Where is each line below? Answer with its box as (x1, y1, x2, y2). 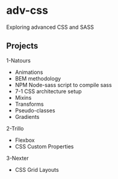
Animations (14, 68, 43, 76)
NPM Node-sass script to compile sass (14, 81, 113, 88)
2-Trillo (6, 124, 24, 132)
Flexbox (14, 136, 35, 144)
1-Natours (6, 56, 31, 64)
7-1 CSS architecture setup (14, 88, 82, 95)
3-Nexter (6, 154, 29, 162)
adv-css (6, 4, 48, 17)
